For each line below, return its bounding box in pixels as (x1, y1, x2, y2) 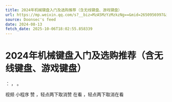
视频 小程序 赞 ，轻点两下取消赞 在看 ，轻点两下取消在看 (5, 91, 124, 97)
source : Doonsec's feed (5, 17, 56, 22)
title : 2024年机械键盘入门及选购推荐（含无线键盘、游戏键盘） (5, 7, 122, 13)
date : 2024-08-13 (5, 21, 42, 27)
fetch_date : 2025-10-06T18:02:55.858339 (5, 27, 93, 32)
